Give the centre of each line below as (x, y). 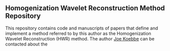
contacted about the (26, 44)
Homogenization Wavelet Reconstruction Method (85, 8)
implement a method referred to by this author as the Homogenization (78, 33)
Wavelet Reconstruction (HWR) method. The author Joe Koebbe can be (80, 38)
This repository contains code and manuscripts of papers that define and (82, 28)
